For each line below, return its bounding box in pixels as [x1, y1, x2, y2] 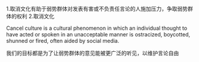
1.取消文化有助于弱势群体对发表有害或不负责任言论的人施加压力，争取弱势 [6, 5, 188, 12]
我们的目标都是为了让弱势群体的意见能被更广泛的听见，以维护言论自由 [6, 49, 179, 57]
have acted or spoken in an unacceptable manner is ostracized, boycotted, [6, 31, 191, 38]
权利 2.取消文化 [16, 13, 55, 20]
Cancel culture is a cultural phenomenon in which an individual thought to [6, 24, 188, 32]
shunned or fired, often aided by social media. [6, 38, 120, 44]
